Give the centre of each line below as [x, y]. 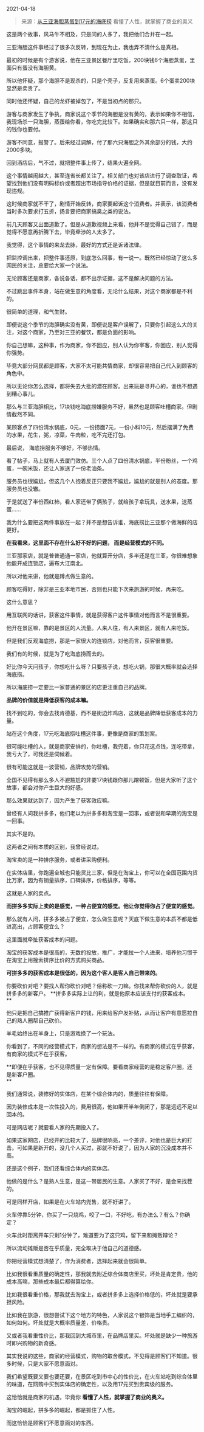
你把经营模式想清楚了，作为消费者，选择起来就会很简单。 [78, 1261]
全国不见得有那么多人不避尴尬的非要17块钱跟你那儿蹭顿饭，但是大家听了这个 [102, 780]
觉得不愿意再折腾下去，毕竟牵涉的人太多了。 [62, 232]
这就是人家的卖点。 [30, 893]
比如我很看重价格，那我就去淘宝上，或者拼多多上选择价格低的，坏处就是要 [99, 1294]
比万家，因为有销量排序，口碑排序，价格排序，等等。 [73, 880]
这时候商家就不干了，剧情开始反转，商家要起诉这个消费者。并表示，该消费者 [102, 204]
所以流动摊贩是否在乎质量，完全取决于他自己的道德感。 [75, 1248]
